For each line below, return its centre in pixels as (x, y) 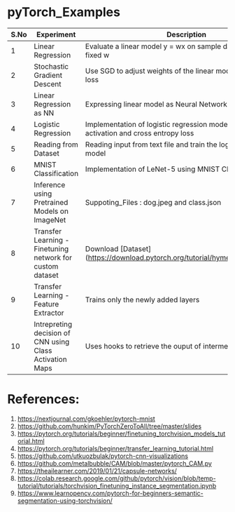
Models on (51, 211)
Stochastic (51, 66)
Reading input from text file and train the (151, 144)
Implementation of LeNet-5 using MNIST (152, 169)
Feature (47, 304)
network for (53, 257)
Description (186, 34)
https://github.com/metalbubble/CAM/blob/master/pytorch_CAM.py (114, 463)
